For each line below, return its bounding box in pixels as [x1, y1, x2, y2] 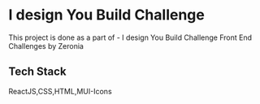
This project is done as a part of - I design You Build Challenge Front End [8, 32, 252, 42]
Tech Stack [8, 65, 67, 79]
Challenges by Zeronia [8, 41, 84, 50]
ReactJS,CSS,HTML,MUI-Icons [8, 86, 112, 96]
